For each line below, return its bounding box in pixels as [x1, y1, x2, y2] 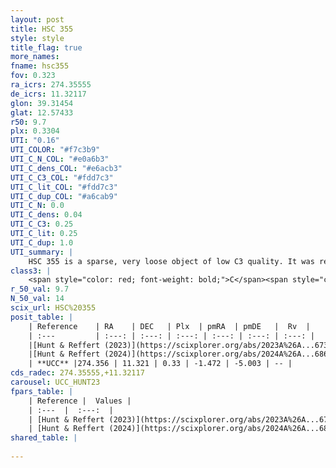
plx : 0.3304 [10, 126, 60, 136]
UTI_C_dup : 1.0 [10, 237, 74, 248]
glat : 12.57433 [10, 107, 74, 118]
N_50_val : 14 [10, 294, 65, 304]
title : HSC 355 [10, 24, 74, 34]
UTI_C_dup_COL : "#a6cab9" [10, 191, 118, 201]
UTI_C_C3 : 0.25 [10, 219, 74, 230]
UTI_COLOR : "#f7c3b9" [10, 145, 101, 155]
